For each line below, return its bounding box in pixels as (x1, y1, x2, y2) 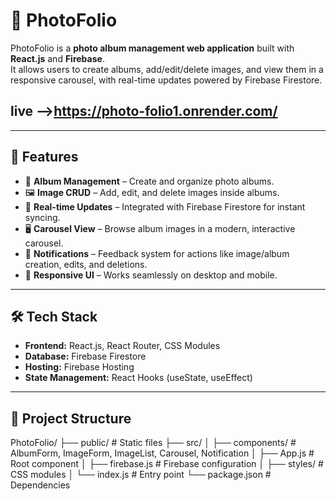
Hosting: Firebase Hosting (24, 361, 135, 373)
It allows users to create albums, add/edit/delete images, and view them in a (10, 63, 324, 75)
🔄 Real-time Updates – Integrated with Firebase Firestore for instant (24, 200, 306, 213)
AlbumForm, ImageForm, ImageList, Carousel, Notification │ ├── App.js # (10, 447, 315, 459)
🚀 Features (10, 149, 79, 166)
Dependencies (10, 479, 71, 491)
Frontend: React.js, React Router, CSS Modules (24, 340, 221, 352)
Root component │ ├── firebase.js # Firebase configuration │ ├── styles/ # (10, 458, 324, 470)
